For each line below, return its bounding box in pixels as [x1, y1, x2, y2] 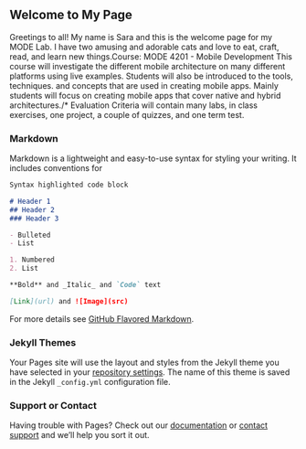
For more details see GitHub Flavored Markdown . [9, 313, 195, 324]
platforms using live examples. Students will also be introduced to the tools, [9, 70, 294, 81]
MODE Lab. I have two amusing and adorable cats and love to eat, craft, [9, 41, 280, 52]
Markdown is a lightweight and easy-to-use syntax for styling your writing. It [9, 153, 297, 164]
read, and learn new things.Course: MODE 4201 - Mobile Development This [9, 50, 292, 62]
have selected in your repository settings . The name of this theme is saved [9, 367, 290, 378]
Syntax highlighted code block [9, 180, 129, 190]
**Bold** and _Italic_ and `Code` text [9, 281, 162, 290]
